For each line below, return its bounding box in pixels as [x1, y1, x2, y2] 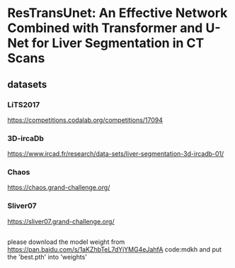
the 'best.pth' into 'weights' [7, 253, 87, 262]
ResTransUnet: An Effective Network [7, 5, 228, 21]
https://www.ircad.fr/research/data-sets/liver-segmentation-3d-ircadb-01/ [7, 150, 224, 158]
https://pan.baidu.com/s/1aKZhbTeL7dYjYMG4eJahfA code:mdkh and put [7, 245, 222, 254]
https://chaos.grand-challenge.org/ [7, 183, 110, 192]
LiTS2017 [7, 99, 40, 109]
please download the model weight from [7, 238, 125, 246]
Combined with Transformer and [7, 20, 203, 36]
